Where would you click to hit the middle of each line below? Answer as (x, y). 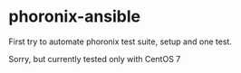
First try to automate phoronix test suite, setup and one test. (120, 41)
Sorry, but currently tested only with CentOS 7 (95, 59)
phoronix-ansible (75, 17)
